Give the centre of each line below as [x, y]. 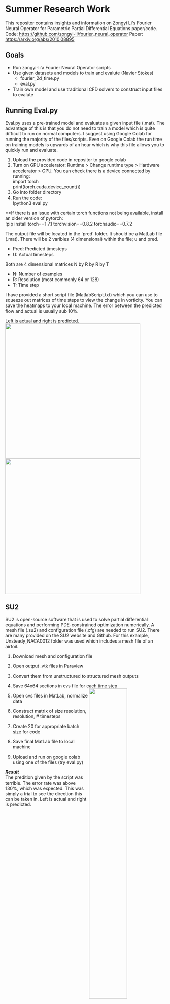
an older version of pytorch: [34, 218]
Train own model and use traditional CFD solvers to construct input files [88, 89]
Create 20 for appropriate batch [46, 727]
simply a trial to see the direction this [44, 794]
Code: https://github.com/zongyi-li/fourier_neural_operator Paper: [74, 34]
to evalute [23, 94]
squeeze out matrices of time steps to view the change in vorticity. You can [84, 300]
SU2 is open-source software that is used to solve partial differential [77, 620]
